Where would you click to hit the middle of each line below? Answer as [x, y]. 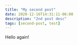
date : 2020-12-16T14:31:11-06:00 [39, 14]
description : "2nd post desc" [36, 19]
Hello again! [17, 37]
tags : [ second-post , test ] [33, 23]
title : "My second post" [30, 10]
